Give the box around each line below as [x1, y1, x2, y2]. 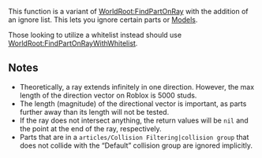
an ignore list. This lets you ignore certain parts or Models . [8, 15, 198, 24]
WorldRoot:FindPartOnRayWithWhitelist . [8, 39, 138, 48]
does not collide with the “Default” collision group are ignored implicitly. [19, 141, 253, 150]
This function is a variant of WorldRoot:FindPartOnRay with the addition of [8, 7, 249, 16]
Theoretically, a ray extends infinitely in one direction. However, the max [19, 82, 255, 91]
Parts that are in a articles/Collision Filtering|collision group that [19, 132, 249, 141]
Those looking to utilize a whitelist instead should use [8, 31, 182, 39]
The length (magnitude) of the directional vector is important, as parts [19, 98, 247, 108]
